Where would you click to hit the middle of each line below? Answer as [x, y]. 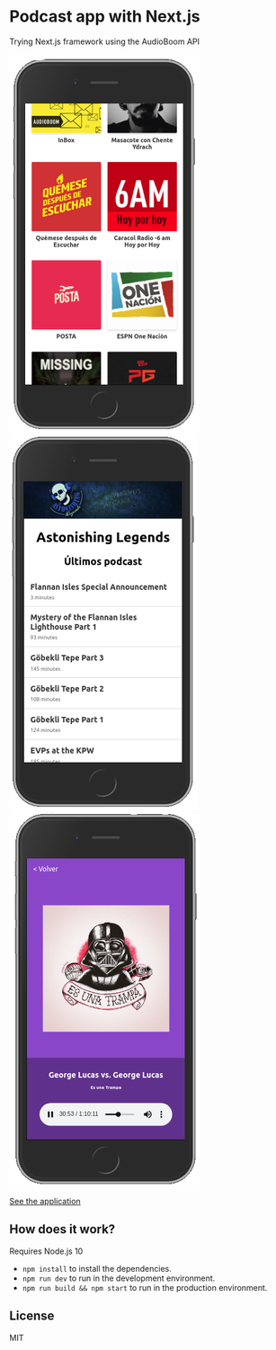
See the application [45, 1201]
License [32, 1316]
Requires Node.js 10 [46, 1251]
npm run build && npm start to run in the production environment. [145, 1287]
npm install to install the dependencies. [97, 1268]
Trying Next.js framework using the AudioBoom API [105, 41]
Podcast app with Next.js [105, 17]
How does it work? [62, 1229]
